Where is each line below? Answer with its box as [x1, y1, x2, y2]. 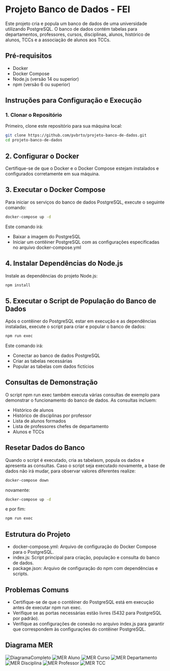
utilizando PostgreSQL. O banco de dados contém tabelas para [5, 26, 137, 32]
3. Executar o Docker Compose [5, 185, 106, 194]
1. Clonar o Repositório [5, 111, 62, 118]
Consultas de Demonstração [5, 378, 98, 387]
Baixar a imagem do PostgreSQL [12, 233, 81, 239]
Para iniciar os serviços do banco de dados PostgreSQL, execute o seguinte [5, 199, 165, 205]
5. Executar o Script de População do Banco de [5, 296, 157, 305]
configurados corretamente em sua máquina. [5, 171, 100, 177]
